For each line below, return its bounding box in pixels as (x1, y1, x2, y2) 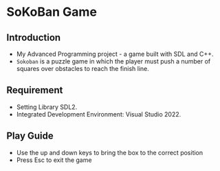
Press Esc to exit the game (16, 156, 92, 164)
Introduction (6, 32, 61, 43)
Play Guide (6, 130, 54, 142)
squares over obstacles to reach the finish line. (16, 65, 149, 72)
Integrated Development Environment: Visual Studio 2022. (16, 110, 181, 118)
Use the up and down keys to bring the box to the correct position (16, 148, 203, 157)
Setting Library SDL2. (16, 103, 78, 111)
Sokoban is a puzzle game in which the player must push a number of (16, 57, 211, 66)
